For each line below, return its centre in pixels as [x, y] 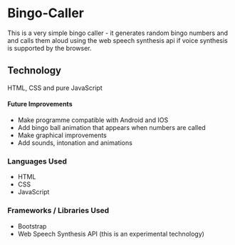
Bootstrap [32, 226]
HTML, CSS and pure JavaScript [55, 88]
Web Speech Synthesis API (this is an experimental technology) [111, 234]
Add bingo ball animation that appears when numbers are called [111, 127]
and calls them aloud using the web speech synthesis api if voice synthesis [117, 40]
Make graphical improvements [62, 135]
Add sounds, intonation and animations [75, 142]
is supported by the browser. [49, 48]
